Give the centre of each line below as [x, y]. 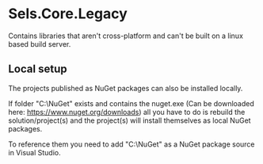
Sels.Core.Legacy [68, 14]
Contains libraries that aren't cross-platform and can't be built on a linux [126, 36]
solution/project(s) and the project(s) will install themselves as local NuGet [130, 120]
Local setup [38, 69]
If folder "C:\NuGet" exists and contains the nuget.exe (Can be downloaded [131, 103]
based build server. [40, 44]
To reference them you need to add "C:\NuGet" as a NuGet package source [131, 144]
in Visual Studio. [34, 152]
